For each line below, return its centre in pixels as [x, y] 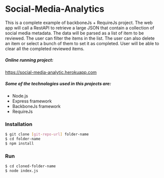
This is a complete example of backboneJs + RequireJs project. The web [79, 23]
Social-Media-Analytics [55, 9]
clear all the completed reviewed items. [45, 49]
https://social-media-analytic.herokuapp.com [51, 72]
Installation [19, 124]
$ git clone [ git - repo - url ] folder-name [47, 134]
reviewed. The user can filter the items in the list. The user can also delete [80, 38]
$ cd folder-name [23, 139]
